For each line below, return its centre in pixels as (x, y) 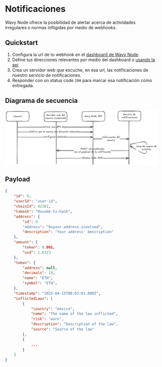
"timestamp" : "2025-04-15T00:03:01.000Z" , (57, 293)
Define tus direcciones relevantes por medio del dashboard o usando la (83, 60)
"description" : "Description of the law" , (74, 324)
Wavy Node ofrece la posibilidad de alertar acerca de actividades (70, 22)
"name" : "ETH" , (38, 278)
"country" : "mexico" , (53, 309)
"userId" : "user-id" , (35, 201)
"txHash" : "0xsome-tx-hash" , (43, 211)
